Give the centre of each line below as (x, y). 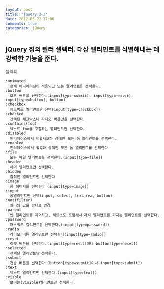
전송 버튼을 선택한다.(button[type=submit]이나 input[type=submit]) (76, 263)
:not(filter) (19, 200)
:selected (16, 248)
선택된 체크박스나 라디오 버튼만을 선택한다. (48, 119)
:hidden (14, 171)
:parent (14, 210)
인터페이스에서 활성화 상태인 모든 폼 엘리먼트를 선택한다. (60, 148)
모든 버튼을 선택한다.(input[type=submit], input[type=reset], (72, 96)
